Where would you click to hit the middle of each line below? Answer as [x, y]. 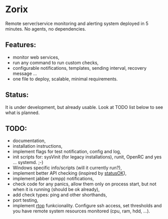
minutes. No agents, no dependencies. [46, 29]
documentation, [29, 141]
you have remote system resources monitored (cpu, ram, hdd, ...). [81, 211]
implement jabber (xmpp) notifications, [53, 179]
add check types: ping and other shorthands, [60, 195]
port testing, [25, 200]
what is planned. [22, 113]
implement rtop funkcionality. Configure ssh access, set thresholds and [87, 206]
